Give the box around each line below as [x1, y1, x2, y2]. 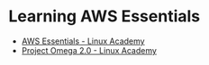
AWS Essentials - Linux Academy [21, 36, 145, 46]
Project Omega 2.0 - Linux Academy [21, 45, 157, 55]
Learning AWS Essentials [8, 6, 201, 27]
